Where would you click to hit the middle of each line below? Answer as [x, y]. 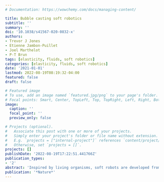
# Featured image [23, 91]
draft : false [18, 82]
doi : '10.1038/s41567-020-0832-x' [40, 32]
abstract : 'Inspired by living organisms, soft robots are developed [77, 167]
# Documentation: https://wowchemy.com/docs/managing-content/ [71, 10]
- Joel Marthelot [23, 50]
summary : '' [17, 27]
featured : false [21, 78]
